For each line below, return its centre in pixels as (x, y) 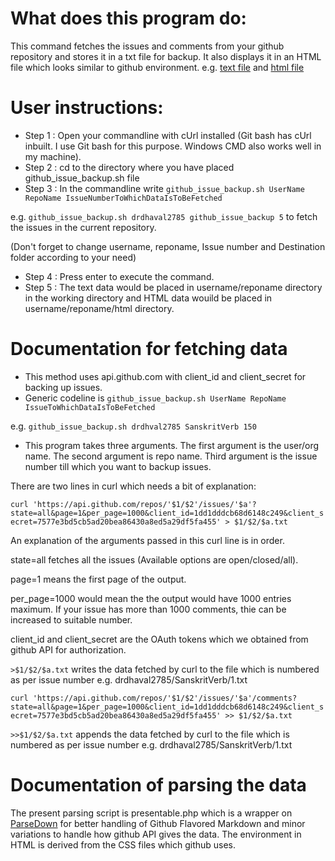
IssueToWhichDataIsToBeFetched (90, 407)
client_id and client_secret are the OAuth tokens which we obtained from (159, 639)
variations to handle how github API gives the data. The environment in (156, 834)
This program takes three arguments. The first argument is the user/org (172, 445)
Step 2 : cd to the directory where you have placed (129, 167)
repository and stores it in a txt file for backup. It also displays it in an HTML (166, 56)
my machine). (53, 156)
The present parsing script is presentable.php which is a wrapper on (151, 813)
